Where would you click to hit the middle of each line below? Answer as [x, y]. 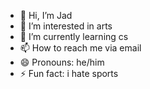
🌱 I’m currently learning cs [74, 36]
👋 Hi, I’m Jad [46, 15]
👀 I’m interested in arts [66, 26]
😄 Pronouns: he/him [62, 62]
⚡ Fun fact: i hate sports [69, 73]
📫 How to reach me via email [80, 48]
